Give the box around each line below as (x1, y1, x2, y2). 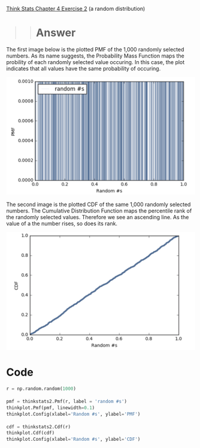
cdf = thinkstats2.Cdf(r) (6, 423, 71, 430)
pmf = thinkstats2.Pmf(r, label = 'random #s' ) (6, 398, 128, 405)
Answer (35, 26, 76, 40)
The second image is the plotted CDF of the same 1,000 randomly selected (6, 201, 191, 208)
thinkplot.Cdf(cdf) (6, 430, 55, 436)
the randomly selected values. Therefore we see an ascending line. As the (6, 214, 189, 221)
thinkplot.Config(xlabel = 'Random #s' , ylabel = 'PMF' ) (6, 411, 141, 417)
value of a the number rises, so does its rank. (6, 220, 118, 227)
